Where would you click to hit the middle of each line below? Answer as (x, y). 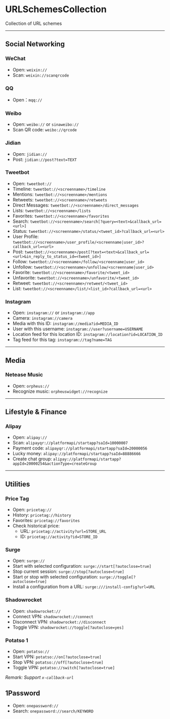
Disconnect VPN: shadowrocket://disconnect (59, 622)
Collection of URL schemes (34, 23)
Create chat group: (32, 459)
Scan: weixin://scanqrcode (41, 75)
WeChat (15, 58)
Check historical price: (36, 526)
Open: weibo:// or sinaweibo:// (46, 124)
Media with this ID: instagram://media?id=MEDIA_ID (66, 324)
